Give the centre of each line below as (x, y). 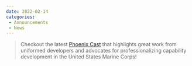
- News (17, 28)
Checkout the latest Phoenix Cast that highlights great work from (98, 44)
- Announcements (28, 22)
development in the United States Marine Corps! (78, 57)
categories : (20, 17)
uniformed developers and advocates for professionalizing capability (103, 51)
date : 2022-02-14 (27, 11)
